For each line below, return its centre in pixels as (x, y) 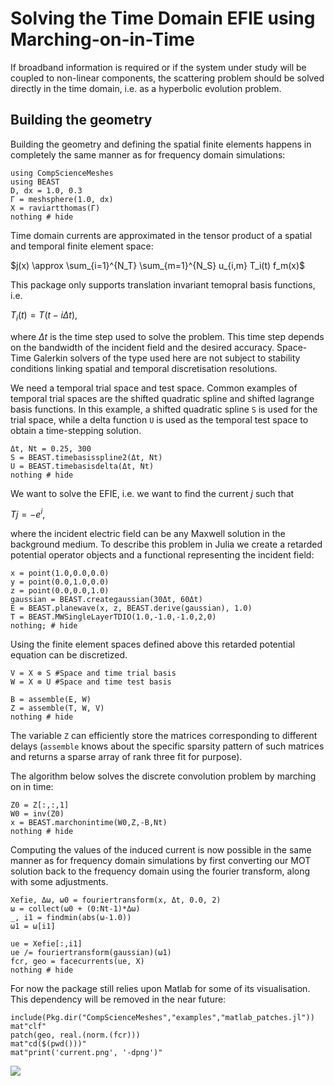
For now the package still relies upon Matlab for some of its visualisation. (160, 989)
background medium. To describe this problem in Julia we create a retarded (166, 544)
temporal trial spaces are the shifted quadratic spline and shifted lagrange (162, 398)
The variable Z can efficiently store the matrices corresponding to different (164, 736)
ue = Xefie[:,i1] (46, 944)
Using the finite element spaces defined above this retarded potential (153, 644)
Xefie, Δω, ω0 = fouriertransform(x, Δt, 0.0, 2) (116, 900)
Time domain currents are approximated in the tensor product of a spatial (161, 235)
